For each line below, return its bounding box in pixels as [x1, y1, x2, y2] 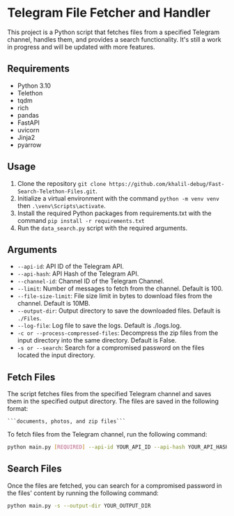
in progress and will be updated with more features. [7, 42, 155, 51]
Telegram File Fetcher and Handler [7, 5, 211, 21]
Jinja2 [17, 133, 36, 141]
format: [7, 405, 29, 413]
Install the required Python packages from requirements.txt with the [17, 209, 212, 217]
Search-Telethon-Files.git [17, 188, 96, 195]
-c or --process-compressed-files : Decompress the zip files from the [17, 329, 219, 337]
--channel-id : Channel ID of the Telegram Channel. [17, 277, 165, 286]
